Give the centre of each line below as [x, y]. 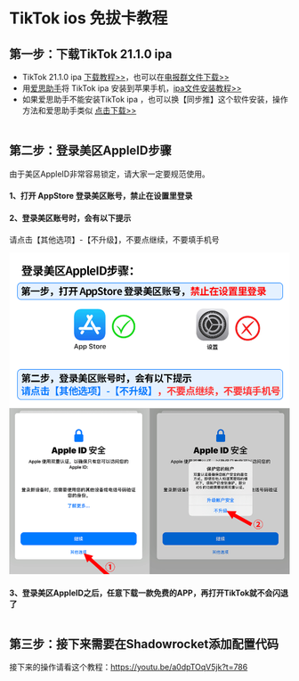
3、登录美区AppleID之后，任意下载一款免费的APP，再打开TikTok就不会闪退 [149, 593]
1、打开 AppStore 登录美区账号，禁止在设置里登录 [101, 196]
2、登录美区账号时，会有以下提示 [70, 218]
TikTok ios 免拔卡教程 [89, 18]
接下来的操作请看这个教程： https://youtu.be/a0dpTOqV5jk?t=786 [129, 667]
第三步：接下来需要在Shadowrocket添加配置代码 [144, 644]
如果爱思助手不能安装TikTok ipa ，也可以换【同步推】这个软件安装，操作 [155, 99]
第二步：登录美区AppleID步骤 [90, 151]
